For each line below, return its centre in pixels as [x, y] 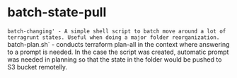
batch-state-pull [57, 12]
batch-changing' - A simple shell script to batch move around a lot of [117, 31]
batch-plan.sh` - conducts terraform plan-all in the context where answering [118, 44]
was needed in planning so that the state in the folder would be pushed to [115, 59]
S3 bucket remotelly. [37, 67]
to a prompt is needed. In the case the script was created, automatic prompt [118, 52]
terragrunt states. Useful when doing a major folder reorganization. [114, 37]
